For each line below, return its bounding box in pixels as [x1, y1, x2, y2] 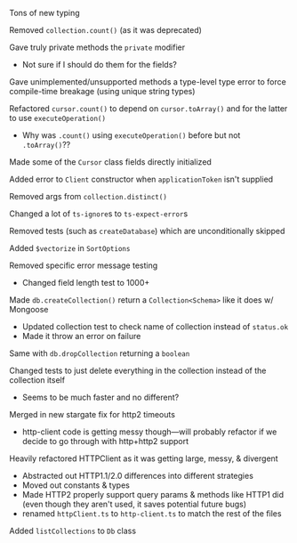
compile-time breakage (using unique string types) [9, 86, 196, 96]
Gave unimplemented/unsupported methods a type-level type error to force [9, 77, 286, 87]
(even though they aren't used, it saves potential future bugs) [21, 498, 247, 509]
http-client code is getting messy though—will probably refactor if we [21, 426, 277, 437]
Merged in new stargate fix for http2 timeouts [9, 409, 176, 419]
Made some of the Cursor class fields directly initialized [9, 157, 212, 167]
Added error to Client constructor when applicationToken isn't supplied [9, 174, 274, 184]
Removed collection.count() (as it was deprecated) [9, 25, 203, 35]
